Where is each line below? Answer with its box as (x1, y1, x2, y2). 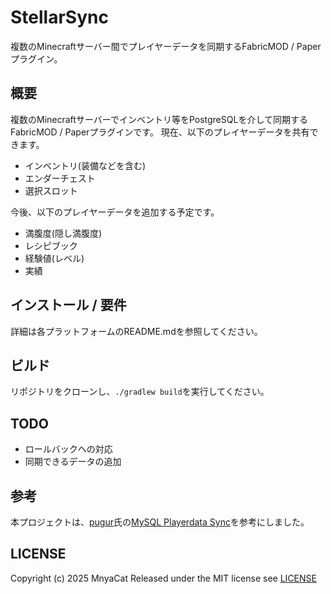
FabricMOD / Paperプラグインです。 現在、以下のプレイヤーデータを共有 (10, 126, 310, 138)
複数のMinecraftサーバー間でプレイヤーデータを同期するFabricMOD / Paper (10, 40, 322, 52)
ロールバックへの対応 (24, 443, 113, 455)
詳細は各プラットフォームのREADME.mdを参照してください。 (10, 325, 263, 337)
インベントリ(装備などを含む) (24, 159, 147, 171)
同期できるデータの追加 (24, 456, 122, 468)
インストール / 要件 (10, 297, 127, 314)
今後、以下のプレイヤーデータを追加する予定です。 (10, 206, 220, 218)
